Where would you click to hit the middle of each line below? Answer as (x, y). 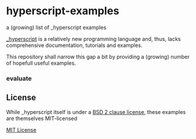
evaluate (19, 78)
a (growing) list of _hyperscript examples (56, 27)
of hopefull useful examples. (41, 63)
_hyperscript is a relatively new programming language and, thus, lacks (94, 39)
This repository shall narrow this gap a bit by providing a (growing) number (98, 56)
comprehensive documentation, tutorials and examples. (74, 45)
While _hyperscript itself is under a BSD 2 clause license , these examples (96, 112)
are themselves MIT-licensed (42, 118)
